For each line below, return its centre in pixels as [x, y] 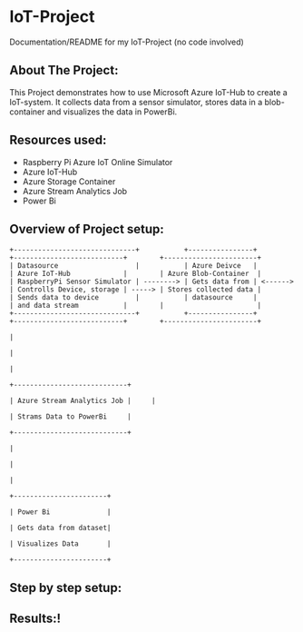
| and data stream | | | [135, 306]
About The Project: [64, 70]
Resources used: [58, 140]
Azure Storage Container [69, 181]
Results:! [35, 619]
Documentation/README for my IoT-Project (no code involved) [127, 42]
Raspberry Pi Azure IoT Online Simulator [98, 162]
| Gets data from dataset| [60, 528]
